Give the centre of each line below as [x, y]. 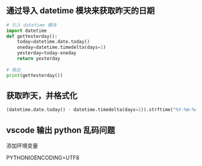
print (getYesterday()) [35, 75]
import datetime [26, 31]
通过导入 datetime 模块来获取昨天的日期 [81, 11]
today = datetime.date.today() [54, 42]
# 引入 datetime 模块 [32, 25]
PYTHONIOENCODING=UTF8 [43, 158]
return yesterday [39, 59]
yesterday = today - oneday [47, 53]
